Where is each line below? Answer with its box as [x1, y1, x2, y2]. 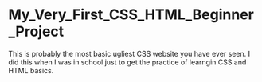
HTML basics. [8, 65, 54, 75]
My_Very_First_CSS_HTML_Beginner [8, 6, 255, 24]
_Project [8, 22, 65, 41]
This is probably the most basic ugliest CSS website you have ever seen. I [8, 49, 251, 58]
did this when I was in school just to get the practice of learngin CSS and [8, 57, 247, 67]
